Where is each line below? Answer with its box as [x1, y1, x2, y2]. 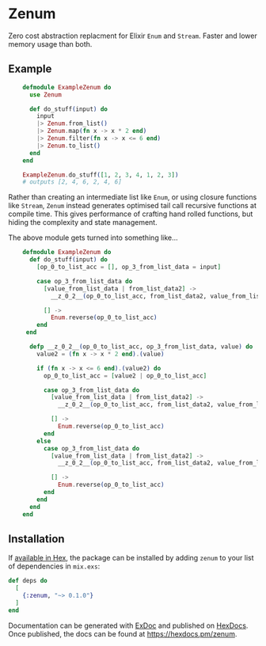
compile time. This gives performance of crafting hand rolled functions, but [8, 209, 253, 218]
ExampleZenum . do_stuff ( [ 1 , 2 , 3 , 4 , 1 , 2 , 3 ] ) [22, 171, 179, 179]
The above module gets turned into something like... [8, 233, 178, 242]
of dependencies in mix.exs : [8, 561, 101, 571]
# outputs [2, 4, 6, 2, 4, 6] [22, 178, 123, 186]
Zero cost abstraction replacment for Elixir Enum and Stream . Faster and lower [8, 31, 257, 40]
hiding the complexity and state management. [8, 218, 158, 227]
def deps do [8, 577, 47, 585]
